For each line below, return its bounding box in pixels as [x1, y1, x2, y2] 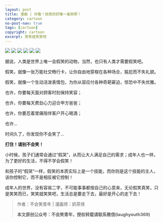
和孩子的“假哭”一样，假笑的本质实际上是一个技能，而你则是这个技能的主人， [5, 168, 158, 174]
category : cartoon [5, 16, 42, 21]
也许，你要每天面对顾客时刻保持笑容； [5, 89, 82, 95]
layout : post [5, 7, 32, 12]
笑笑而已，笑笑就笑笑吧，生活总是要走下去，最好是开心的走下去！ [9, 191, 142, 197]
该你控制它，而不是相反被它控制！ [5, 174, 73, 180]
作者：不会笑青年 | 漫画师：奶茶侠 [17, 201, 85, 207]
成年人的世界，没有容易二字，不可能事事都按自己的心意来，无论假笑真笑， [5, 184, 154, 190]
